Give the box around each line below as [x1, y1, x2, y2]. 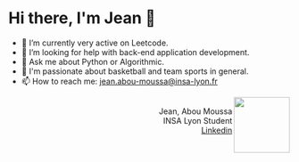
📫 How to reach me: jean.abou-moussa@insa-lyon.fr [21, 76, 218, 86]
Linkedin [201, 125, 233, 135]
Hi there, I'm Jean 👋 [8, 8, 156, 28]
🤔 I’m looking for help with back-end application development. [21, 46, 250, 57]
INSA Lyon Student [162, 115, 233, 126]
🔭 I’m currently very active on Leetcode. [21, 37, 169, 48]
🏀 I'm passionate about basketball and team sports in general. [21, 66, 249, 77]
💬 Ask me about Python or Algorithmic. [21, 56, 165, 67]
